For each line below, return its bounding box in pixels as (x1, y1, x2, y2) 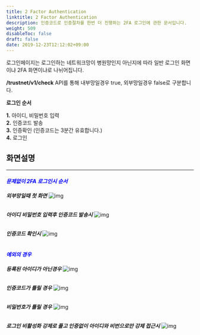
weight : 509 (6, 25, 36, 32)
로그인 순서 (6, 99, 32, 106)
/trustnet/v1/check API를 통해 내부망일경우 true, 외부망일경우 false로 (6, 79, 171, 86)
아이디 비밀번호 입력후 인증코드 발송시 (6, 211, 93, 218)
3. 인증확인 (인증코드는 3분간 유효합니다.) (6, 126, 103, 134)
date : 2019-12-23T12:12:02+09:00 (6, 42, 89, 48)
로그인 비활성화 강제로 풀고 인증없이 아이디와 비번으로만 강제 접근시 (6, 323, 160, 330)
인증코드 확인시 (6, 230, 42, 237)
